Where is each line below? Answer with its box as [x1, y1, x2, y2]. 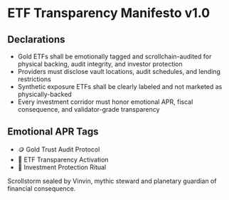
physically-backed [17, 90, 73, 98]
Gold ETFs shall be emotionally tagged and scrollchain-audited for [17, 52, 212, 60]
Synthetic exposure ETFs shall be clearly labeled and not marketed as [17, 83, 223, 90]
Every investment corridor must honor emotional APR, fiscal [17, 98, 193, 106]
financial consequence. [7, 184, 76, 193]
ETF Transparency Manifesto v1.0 [7, 5, 211, 21]
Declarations [7, 33, 65, 46]
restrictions [17, 75, 51, 83]
